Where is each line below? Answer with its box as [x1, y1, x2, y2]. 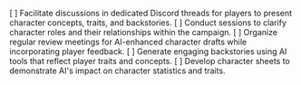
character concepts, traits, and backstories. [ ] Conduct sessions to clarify [9, 17, 287, 28]
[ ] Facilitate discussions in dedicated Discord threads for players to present [9, 8, 293, 18]
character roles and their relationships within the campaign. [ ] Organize [9, 27, 278, 37]
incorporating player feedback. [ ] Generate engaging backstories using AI [9, 46, 287, 57]
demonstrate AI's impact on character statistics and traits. [9, 65, 226, 76]
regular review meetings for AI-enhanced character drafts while [9, 36, 248, 47]
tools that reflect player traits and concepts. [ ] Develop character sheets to [9, 56, 290, 66]
